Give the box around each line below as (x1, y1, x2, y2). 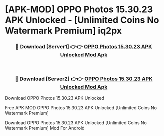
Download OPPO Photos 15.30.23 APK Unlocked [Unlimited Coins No (5, 119, 147, 126)
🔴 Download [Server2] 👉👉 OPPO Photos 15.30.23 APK (14, 75, 153, 82)
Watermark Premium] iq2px (5, 25, 122, 36)
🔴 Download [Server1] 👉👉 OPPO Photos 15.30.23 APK (15, 43, 152, 50)
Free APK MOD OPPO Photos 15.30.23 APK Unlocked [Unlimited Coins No (5, 104, 157, 111)
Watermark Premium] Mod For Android (5, 125, 85, 131)
